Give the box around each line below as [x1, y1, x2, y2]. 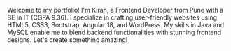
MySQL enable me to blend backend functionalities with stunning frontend [7, 28, 222, 36]
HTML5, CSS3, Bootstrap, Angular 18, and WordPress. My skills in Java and [7, 21, 224, 29]
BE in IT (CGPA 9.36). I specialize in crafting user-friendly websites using [7, 13, 218, 22]
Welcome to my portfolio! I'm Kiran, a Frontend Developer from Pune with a [7, 6, 224, 14]
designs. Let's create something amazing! [7, 36, 128, 44]
